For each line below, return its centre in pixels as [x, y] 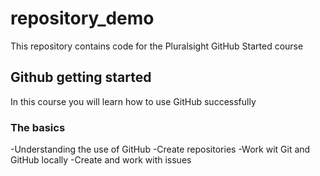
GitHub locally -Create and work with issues [101, 160]
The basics [38, 127]
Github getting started [81, 77]
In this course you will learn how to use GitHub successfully [133, 101]
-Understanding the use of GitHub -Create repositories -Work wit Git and [160, 149]
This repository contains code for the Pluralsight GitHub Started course [157, 46]
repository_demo [82, 18]
